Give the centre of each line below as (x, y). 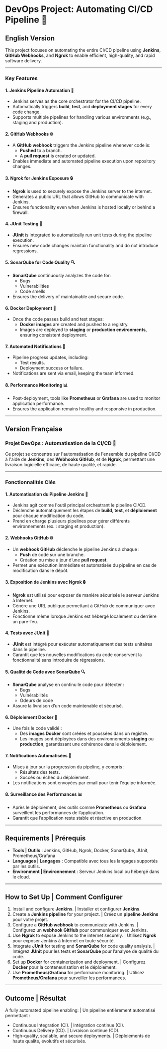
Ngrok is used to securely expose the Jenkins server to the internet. (82, 191)
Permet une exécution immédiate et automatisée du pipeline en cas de (84, 565)
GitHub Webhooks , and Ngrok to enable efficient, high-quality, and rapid (80, 55)
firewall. (20, 212)
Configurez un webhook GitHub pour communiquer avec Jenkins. (80, 930)
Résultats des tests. (40, 772)
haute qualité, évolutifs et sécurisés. (49, 1041)
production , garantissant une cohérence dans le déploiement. (83, 744)
